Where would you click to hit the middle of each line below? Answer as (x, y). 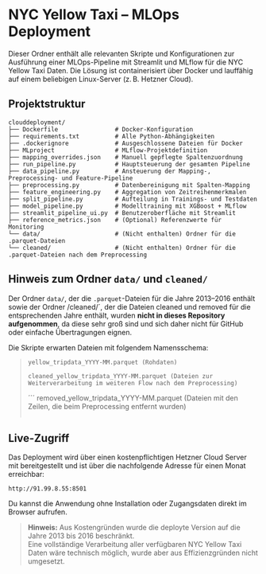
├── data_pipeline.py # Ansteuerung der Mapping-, (110, 171)
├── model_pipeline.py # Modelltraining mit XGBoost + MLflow (127, 206)
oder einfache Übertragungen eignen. (70, 332)
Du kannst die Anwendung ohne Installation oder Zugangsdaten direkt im (128, 504)
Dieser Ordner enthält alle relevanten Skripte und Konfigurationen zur (121, 53)
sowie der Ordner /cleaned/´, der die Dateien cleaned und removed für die (130, 307)
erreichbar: (27, 474)
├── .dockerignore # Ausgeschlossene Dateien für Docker (126, 143)
